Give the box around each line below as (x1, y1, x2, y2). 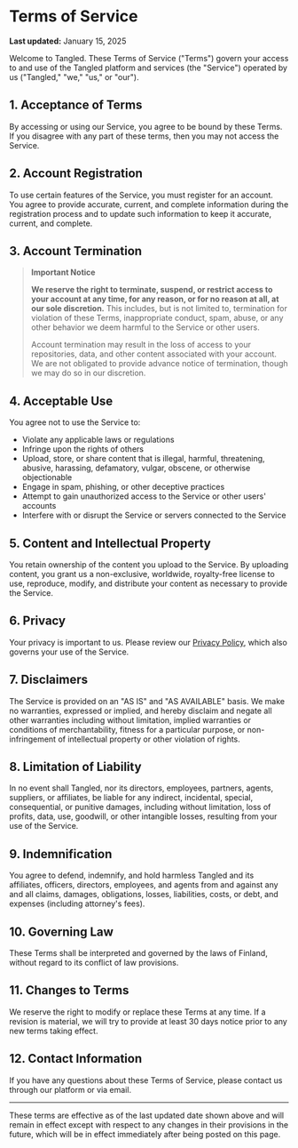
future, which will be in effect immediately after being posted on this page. (9, 1128, 281, 1139)
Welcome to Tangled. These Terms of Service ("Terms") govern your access (9, 52, 289, 63)
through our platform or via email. (9, 1084, 131, 1095)
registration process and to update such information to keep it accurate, (9, 208, 272, 219)
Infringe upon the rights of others (21, 444, 145, 454)
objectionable (21, 472, 73, 483)
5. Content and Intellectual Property (9, 535, 211, 550)
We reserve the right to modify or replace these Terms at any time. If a (9, 1007, 266, 1017)
